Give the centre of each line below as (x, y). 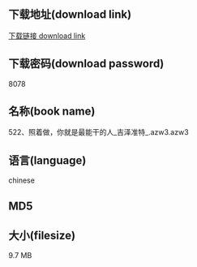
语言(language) (47, 160)
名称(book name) (52, 112)
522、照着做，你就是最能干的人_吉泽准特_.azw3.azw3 (98, 132)
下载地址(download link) (70, 15)
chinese (21, 180)
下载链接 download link (47, 36)
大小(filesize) (42, 236)
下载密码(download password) (86, 64)
